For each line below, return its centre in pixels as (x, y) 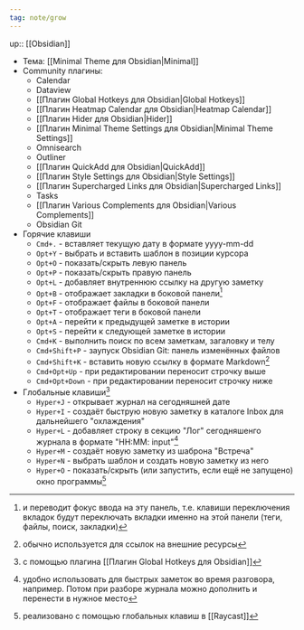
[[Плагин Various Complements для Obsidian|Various (136, 205)
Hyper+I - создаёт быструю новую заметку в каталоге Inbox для (160, 411)
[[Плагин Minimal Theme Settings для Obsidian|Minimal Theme (154, 128)
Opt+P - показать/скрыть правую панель (114, 272)
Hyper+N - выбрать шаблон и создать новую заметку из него (152, 461)
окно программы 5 (71, 480)
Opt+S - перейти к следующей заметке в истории (131, 332)
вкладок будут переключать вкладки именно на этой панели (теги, (152, 517)
